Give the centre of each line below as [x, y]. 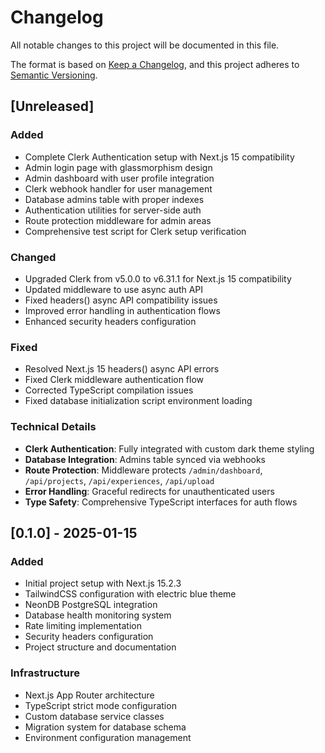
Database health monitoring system [98, 615]
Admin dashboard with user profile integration [119, 178]
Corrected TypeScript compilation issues [109, 390]
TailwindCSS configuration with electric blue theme [130, 594]
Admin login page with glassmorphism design [118, 167]
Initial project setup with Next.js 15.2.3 [103, 583]
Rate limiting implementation [83, 626]
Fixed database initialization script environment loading [138, 401]
